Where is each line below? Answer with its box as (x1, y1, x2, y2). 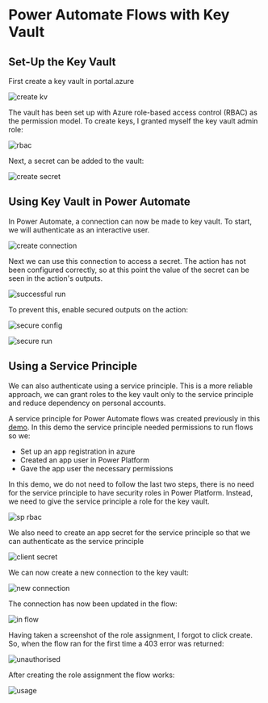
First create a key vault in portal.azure (8, 77, 135, 86)
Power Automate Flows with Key (8, 6, 230, 24)
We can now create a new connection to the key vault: (8, 567, 189, 577)
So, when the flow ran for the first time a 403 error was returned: (8, 638, 224, 648)
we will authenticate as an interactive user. (8, 224, 150, 235)
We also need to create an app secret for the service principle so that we (8, 527, 251, 538)
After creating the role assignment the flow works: (8, 670, 175, 680)
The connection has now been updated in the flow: (8, 599, 178, 609)
